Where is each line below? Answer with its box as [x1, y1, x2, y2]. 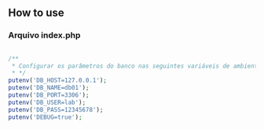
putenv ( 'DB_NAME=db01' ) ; [8, 84, 90, 92]
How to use [8, 6, 64, 20]
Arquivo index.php [8, 30, 81, 41]
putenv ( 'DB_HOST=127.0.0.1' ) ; [8, 76, 108, 85]
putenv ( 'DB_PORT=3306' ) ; [8, 91, 90, 99]
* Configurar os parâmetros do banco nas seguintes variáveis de [11, 62, 230, 70]
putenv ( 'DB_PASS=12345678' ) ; [8, 105, 104, 113]
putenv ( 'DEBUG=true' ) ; [8, 113, 82, 121]
